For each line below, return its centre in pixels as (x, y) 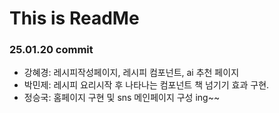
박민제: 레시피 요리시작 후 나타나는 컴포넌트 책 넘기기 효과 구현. (146, 85)
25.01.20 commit (51, 50)
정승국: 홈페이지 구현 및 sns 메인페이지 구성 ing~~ (122, 98)
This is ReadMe (74, 18)
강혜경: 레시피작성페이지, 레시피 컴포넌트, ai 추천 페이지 (131, 73)
